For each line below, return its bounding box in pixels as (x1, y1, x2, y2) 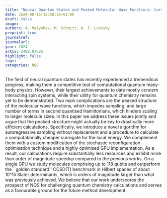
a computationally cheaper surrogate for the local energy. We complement (5, 135, 158, 141)
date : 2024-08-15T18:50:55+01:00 (5, 12, 75, 17)
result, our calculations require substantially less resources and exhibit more (5, 150, 162, 157)
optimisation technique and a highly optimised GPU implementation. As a (5, 145, 154, 151)
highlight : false (5, 53, 41, 59)
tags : (5, 58, 16, 63)
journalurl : (5, 40, 30, 45)
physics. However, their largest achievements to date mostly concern (16, 87, 159, 93)
